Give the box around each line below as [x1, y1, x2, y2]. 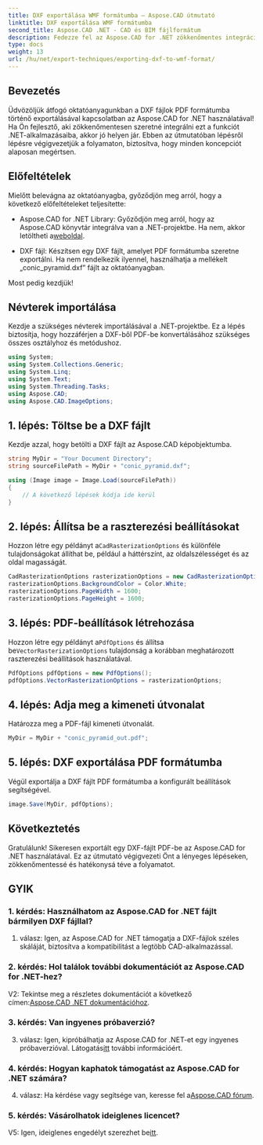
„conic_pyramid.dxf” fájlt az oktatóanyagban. [19, 262, 166, 272]
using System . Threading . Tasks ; [8, 382, 110, 390]
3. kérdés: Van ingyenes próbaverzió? [8, 1017, 155, 1028]
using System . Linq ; [8, 368, 72, 376]
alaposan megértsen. [8, 147, 77, 156]
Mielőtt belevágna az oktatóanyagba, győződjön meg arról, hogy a [8, 190, 222, 200]
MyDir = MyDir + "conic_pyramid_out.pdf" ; [8, 734, 149, 742]
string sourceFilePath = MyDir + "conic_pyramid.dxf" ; [8, 463, 191, 470]
